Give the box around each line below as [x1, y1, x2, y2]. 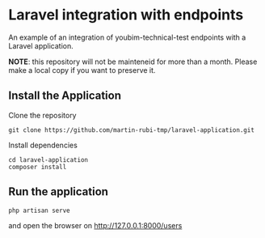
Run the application [8, 185, 109, 199]
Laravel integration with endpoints [8, 6, 244, 24]
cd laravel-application [8, 155, 89, 164]
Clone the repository [8, 110, 77, 120]
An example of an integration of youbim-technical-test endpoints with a [8, 32, 246, 42]
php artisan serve [8, 206, 70, 215]
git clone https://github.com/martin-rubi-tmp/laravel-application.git [8, 125, 254, 134]
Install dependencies [8, 140, 78, 150]
